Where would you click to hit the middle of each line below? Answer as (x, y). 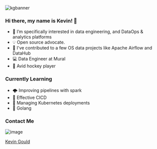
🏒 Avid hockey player (34, 66)
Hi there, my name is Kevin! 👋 (41, 20)
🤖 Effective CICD (29, 97)
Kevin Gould (18, 141)
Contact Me (20, 121)
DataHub (21, 53)
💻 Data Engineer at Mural (39, 59)
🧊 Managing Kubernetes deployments (51, 102)
